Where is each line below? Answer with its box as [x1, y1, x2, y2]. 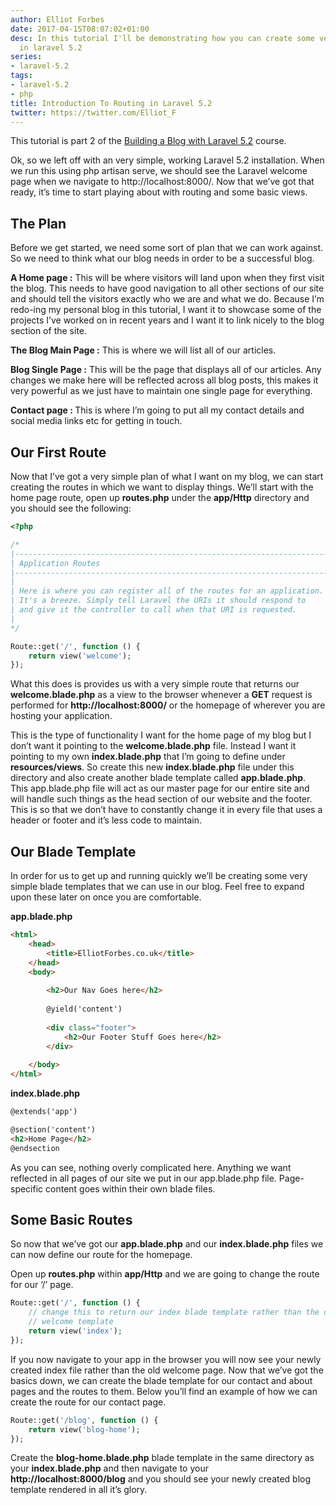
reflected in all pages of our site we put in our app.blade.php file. [10, 1172, 277, 1184]
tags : [10, 71, 33, 81]
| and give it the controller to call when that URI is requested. [10, 605, 298, 615]
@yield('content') [46, 1004, 123, 1015]
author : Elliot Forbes [10, 14, 105, 25]
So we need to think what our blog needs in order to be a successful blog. [10, 252, 315, 265]
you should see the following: [10, 502, 132, 514]
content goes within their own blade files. [45, 1182, 216, 1195]
